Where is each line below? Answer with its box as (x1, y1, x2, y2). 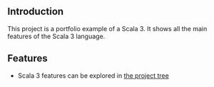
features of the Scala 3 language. (7, 32, 106, 40)
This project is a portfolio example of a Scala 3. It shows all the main (7, 24, 208, 33)
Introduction (7, 6, 64, 18)
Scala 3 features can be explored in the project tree (17, 71, 169, 80)
